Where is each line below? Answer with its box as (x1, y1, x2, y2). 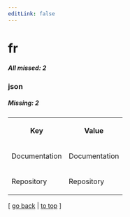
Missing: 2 (8, 99, 39, 107)
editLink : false (8, 10, 55, 17)
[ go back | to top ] (8, 201, 62, 210)
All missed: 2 (8, 64, 47, 72)
